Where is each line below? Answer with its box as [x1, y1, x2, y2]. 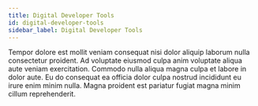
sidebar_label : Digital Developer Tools [8, 26, 144, 34]
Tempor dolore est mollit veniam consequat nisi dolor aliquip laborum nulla [8, 48, 250, 57]
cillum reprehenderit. [8, 90, 77, 99]
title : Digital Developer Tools [8, 11, 114, 20]
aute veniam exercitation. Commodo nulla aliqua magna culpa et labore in [8, 64, 247, 74]
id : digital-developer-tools [8, 19, 104, 27]
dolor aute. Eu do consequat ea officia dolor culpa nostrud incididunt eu [8, 72, 242, 82]
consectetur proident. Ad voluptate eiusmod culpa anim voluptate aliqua [8, 56, 243, 65]
